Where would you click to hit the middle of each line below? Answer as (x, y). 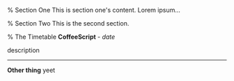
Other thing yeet (31, 70)
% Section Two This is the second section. (68, 23)
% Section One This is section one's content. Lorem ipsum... (94, 10)
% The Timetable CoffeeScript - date (61, 37)
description (24, 50)
